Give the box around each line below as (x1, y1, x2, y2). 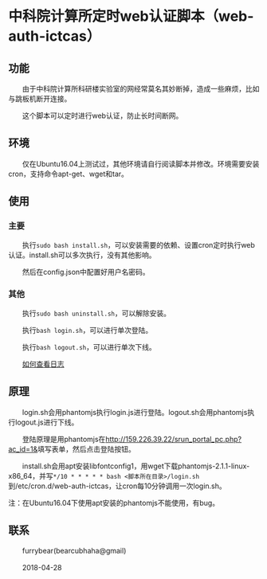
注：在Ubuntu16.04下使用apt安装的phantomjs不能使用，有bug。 (8, 498, 220, 507)
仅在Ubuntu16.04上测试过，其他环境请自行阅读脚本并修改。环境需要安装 (22, 158, 260, 168)
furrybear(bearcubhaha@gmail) (22, 546, 127, 556)
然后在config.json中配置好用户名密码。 (22, 267, 150, 276)
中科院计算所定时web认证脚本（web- (8, 7, 254, 25)
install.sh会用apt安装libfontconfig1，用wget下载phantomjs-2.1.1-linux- (22, 461, 250, 471)
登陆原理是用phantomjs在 (22, 434, 106, 444)
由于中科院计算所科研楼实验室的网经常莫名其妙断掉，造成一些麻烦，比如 (22, 84, 260, 93)
